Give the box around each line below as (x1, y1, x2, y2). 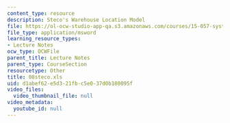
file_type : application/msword (7, 29, 97, 36)
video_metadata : (7, 99, 53, 106)
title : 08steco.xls (7, 73, 63, 81)
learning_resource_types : (7, 36, 81, 42)
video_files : (7, 86, 44, 93)
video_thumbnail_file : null (13, 93, 94, 100)
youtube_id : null (13, 105, 63, 112)
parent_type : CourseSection (7, 61, 88, 68)
